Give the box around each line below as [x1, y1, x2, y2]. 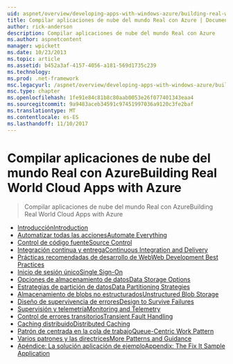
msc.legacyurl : [7, 81, 51, 88]
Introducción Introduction [17, 223, 89, 232]
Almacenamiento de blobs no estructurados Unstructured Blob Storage [17, 290, 219, 299]
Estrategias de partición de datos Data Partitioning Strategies [17, 283, 191, 291]
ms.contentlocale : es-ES [7, 113, 79, 120]
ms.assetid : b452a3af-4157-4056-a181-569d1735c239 [7, 62, 157, 69]
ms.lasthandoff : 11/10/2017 [7, 120, 89, 127]
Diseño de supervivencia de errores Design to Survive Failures [17, 297, 194, 306]
